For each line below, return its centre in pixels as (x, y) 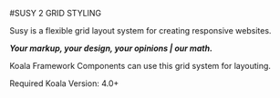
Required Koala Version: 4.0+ (64, 83)
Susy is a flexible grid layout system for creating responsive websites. (140, 30)
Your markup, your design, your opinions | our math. (111, 48)
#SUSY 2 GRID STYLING (56, 13)
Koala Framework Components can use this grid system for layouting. (140, 66)
